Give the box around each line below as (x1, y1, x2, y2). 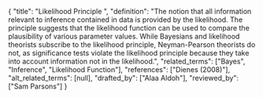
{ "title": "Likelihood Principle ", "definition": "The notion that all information (8, 7, 252, 16)
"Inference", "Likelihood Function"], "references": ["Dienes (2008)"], (8, 65, 231, 74)
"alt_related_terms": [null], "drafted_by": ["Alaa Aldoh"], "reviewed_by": (8, 74, 239, 82)
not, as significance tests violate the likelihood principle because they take (8, 49, 250, 57)
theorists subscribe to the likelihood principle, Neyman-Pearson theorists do (8, 40, 256, 49)
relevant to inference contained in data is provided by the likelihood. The (8, 15, 243, 24)
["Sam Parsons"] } (8, 82, 68, 91)
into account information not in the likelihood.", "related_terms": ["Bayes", (8, 56, 246, 66)
